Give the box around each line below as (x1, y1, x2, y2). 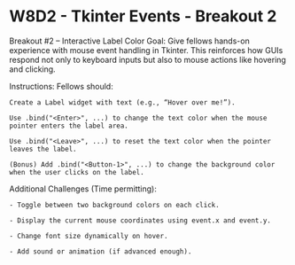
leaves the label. (9, 144, 77, 153)
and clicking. (9, 64, 56, 74)
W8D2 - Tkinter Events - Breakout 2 (9, 6, 277, 27)
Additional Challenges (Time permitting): (9, 183, 157, 194)
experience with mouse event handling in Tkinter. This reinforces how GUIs (9, 44, 283, 55)
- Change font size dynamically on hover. (9, 231, 168, 240)
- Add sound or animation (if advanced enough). (9, 246, 192, 256)
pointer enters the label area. (9, 121, 128, 130)
